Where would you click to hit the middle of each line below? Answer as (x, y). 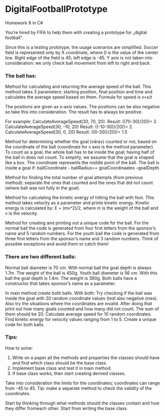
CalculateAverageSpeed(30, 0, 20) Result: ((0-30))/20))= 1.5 (66, 132)
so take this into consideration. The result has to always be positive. (74, 112)
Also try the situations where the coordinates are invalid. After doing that (79, 303)
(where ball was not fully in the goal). (43, 188)
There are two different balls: (41, 257)
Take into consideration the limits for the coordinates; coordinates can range (82, 383)
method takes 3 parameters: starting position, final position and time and (79, 92)
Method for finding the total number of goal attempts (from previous (74, 178)
